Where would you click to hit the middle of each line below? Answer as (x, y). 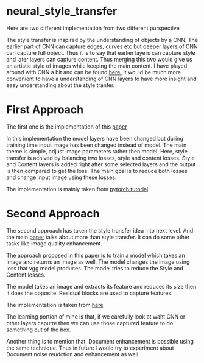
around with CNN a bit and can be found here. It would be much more (94, 72)
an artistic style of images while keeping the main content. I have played (97, 66)
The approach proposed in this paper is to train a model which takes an (96, 255)
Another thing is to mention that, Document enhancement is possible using (100, 341)
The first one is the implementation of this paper (67, 127)
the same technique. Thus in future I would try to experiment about (90, 348)
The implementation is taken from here (55, 305)
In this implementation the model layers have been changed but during (95, 138)
